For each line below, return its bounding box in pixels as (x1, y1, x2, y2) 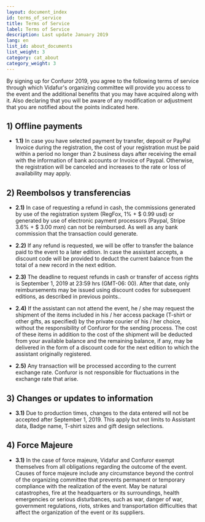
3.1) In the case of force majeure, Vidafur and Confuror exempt (15, 456, 175, 464)
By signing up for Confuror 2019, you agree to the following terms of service (6, 77, 199, 85)
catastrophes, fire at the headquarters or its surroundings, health (15, 489, 180, 496)
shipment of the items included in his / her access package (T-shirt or (15, 311, 192, 319)
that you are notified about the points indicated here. (6, 103, 139, 110)
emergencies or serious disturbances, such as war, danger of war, (15, 495, 184, 503)
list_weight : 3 (6, 49, 45, 55)
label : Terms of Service (6, 26, 70, 33)
